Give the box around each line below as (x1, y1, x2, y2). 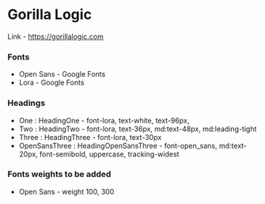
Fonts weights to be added (7, 168, 112, 179)
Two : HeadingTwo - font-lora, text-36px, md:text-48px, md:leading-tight (18, 124, 257, 134)
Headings (7, 97, 46, 108)
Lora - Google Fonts (18, 77, 85, 88)
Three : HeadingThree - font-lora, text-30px (18, 132, 162, 142)
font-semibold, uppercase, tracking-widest (40, 149, 180, 159)
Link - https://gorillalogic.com (7, 32, 104, 41)
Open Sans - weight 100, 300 (18, 187, 115, 196)
